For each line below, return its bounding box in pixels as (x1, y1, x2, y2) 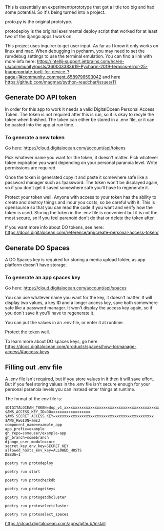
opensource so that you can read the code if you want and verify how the (5, 204, 153, 210)
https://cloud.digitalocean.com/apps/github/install (5, 521, 106, 527)
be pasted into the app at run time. (5, 122, 75, 127)
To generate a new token (5, 134, 65, 141)
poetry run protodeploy (5, 461, 54, 466)
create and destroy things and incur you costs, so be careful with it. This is (5, 200, 155, 205)
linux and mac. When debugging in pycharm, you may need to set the (5, 48, 145, 54)
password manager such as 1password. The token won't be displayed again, (5, 180, 159, 185)
